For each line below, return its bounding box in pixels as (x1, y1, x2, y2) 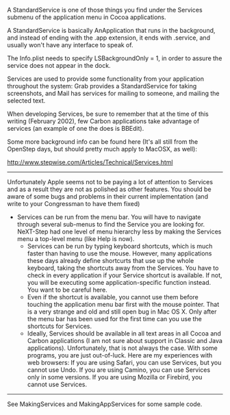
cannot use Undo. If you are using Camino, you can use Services (27, 366, 211, 374)
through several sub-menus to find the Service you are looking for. (16, 221, 205, 228)
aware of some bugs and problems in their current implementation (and (7, 192, 209, 201)
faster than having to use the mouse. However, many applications (27, 249, 212, 257)
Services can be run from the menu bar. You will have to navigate (16, 213, 201, 221)
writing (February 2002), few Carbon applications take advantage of (7, 117, 200, 125)
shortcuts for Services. (27, 322, 92, 330)
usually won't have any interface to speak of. (7, 41, 133, 49)
